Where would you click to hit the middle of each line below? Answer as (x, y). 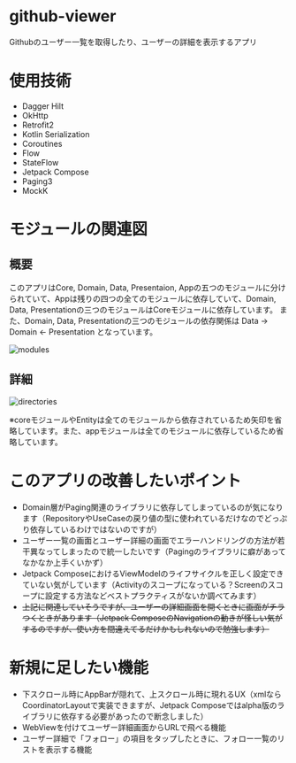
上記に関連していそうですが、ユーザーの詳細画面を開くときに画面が (145, 606)
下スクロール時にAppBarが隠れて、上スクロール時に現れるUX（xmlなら (152, 694)
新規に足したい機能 (79, 668)
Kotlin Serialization (56, 134)
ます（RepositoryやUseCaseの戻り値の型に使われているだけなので (143, 518)
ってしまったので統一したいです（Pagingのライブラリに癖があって (166, 551)
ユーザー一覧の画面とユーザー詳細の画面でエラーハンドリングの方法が (149, 540)
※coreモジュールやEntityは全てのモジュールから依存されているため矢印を (142, 420)
